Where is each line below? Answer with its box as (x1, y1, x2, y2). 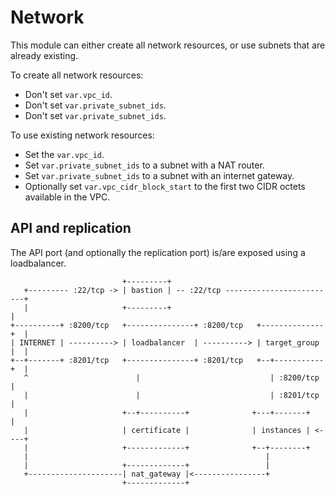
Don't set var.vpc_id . (24, 88, 113, 100)
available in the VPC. (24, 191, 111, 203)
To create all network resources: (10, 69, 144, 81)
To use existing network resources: (10, 129, 155, 141)
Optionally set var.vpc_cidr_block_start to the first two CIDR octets (24, 180, 306, 192)
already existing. (10, 49, 79, 61)
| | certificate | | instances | (23, 425, 311, 435)
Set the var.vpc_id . (24, 148, 105, 160)
